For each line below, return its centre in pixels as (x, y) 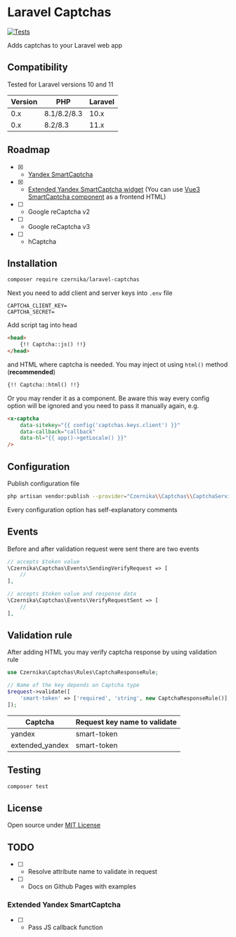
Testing (24, 770)
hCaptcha (42, 241)
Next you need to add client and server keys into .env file (90, 293)
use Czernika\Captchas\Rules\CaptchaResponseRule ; (83, 673)
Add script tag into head (42, 325)
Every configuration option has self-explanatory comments (92, 509)
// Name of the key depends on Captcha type (73, 686)
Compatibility (38, 67)
